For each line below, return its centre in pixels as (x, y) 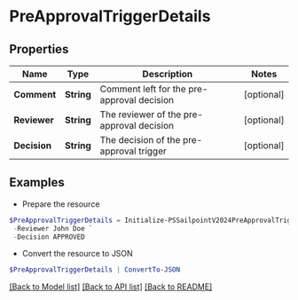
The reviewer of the (141, 114)
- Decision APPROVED (49, 237)
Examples (37, 182)
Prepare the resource (61, 204)
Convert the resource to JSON (77, 254)
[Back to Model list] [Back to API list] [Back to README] (111, 287)
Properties (39, 49)
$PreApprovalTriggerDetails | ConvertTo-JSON (94, 270)
